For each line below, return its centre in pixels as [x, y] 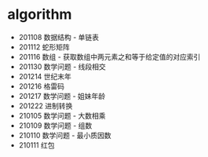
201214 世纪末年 [45, 76]
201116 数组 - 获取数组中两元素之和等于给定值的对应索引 [109, 57]
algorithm [40, 15]
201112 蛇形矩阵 [44, 47]
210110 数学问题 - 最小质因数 [65, 135]
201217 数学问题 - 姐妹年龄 [62, 96]
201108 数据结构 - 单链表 [59, 37]
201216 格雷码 [41, 86]
